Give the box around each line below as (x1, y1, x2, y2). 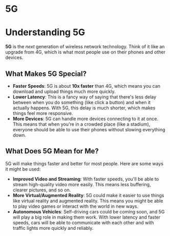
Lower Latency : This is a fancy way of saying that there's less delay (12, 93, 157, 100)
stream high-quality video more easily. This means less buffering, (12, 181, 151, 187)
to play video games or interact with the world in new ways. (12, 203, 139, 209)
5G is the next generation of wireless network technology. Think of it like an (5, 44, 165, 50)
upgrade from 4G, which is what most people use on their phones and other (5, 49, 165, 55)
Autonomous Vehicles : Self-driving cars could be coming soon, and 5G (12, 208, 165, 214)
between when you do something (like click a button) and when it (12, 99, 151, 105)
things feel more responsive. (12, 110, 73, 116)
